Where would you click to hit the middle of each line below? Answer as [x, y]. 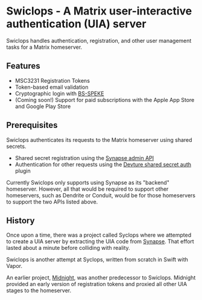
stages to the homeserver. [39, 290]
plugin [23, 171]
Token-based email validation [52, 87]
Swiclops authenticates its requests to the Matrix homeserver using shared [99, 139]
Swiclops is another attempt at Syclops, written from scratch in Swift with [97, 260]
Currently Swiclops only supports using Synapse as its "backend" [88, 182]
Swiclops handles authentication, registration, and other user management [99, 40]
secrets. [16, 146]
